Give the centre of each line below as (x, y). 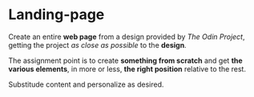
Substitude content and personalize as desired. (86, 84)
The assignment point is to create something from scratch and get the (125, 60)
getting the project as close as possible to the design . (97, 45)
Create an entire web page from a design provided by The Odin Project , (127, 37)
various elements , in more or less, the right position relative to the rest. (127, 68)
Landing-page (56, 15)
